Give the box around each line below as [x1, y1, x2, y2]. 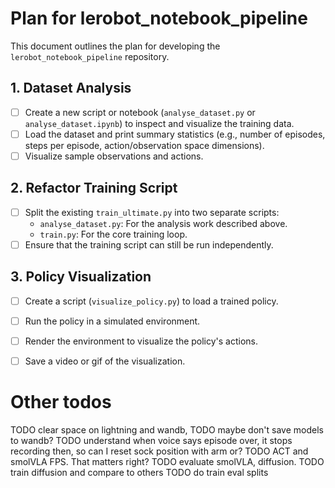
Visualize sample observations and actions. [24, 150, 204, 162]
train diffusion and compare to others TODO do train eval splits [10, 466, 269, 478]
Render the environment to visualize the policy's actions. [24, 335, 259, 347]
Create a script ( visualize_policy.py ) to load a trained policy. [24, 295, 279, 307]
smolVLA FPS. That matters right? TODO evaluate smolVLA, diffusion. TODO [10, 455, 325, 467]
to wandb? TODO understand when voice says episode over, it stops [10, 434, 293, 446]
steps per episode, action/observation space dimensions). [24, 139, 265, 151]
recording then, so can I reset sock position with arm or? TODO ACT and [10, 445, 309, 457]
